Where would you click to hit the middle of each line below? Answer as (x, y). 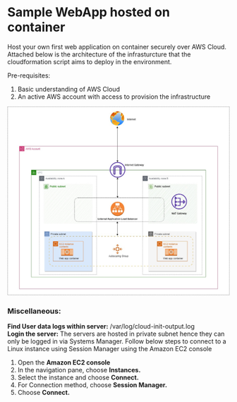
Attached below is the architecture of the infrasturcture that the (99, 54)
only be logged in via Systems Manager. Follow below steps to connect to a (117, 341)
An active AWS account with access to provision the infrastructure (114, 97)
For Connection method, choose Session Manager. (92, 384)
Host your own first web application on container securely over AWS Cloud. (117, 47)
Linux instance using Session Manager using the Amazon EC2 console (110, 348)
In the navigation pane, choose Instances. (79, 370)
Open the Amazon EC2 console (64, 362)
